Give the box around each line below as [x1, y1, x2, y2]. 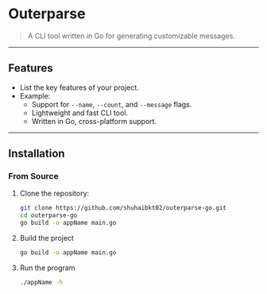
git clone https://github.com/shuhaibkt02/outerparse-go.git [19, 204, 227, 212]
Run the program [19, 263, 75, 273]
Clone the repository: [19, 188, 90, 199]
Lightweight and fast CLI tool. [31, 108, 129, 118]
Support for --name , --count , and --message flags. [31, 99, 192, 109]
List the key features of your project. [19, 83, 139, 92]
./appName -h [19, 278, 64, 286]
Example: [19, 91, 51, 100]
